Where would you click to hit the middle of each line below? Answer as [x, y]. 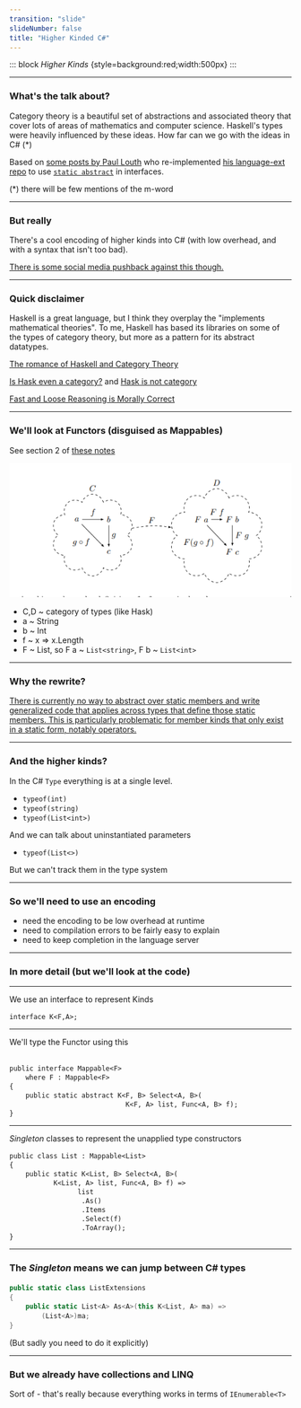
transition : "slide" [48, 19]
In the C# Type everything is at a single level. [91, 780]
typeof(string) [51, 808]
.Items [93, 1210]
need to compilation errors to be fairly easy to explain [121, 930]
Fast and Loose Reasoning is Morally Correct [92, 399]
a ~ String [41, 621]
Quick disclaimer [47, 298]
